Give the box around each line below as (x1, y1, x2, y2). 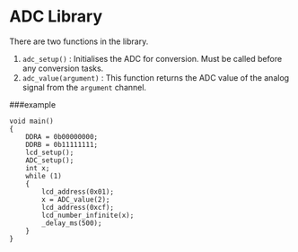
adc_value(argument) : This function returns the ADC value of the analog (22, 72, 290, 83)
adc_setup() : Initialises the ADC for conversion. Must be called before (22, 53, 283, 64)
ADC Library (9, 6, 103, 27)
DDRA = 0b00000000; (25, 132, 99, 141)
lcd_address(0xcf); (41, 203, 115, 212)
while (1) (25, 171, 63, 180)
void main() (9, 117, 54, 126)
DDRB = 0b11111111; (25, 140, 99, 149)
